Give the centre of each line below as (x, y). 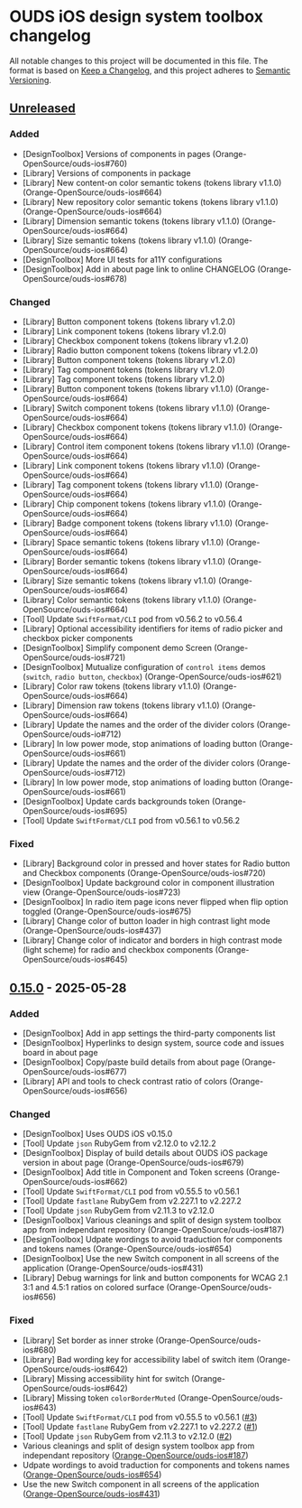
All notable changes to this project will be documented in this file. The (139, 61)
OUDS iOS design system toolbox (137, 17)
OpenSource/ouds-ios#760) (75, 163)
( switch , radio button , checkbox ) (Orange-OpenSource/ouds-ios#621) (152, 676)
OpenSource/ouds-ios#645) (75, 960)
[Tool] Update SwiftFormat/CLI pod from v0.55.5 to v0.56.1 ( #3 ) (140, 1417)
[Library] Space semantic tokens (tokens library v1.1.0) (123, 542)
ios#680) (39, 1350)
